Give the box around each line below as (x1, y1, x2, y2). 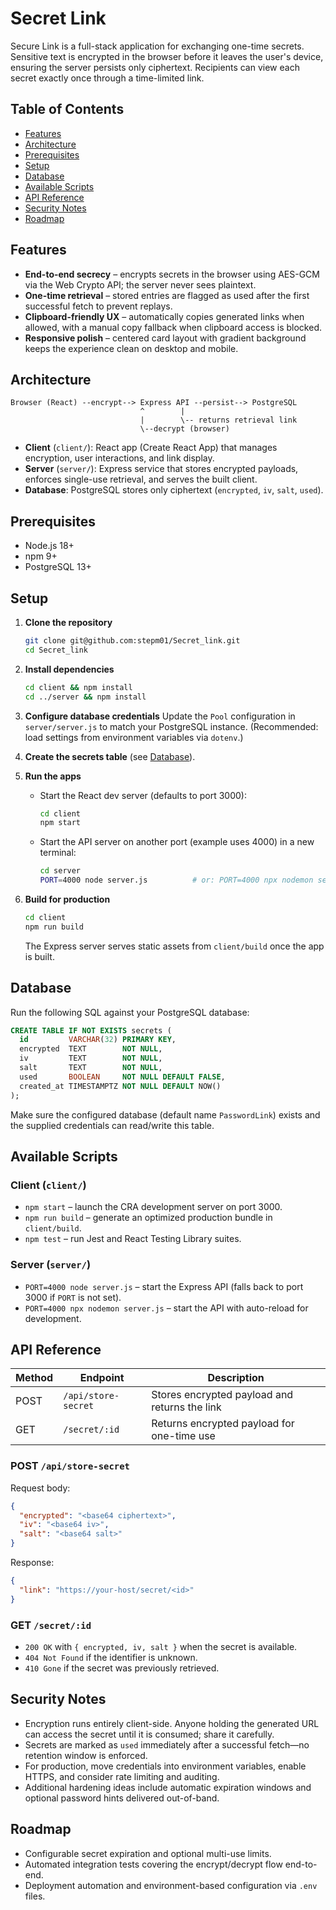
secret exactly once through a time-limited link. (10, 72, 205, 84)
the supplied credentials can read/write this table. (10, 1119, 215, 1131)
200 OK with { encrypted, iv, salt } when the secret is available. (24, 1640, 298, 1652)
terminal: (39, 847, 77, 859)
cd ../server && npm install (24, 692, 147, 702)
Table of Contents (10, 101, 125, 118)
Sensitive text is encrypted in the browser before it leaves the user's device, (10, 50, 324, 62)
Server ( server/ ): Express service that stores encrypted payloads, (24, 463, 299, 475)
